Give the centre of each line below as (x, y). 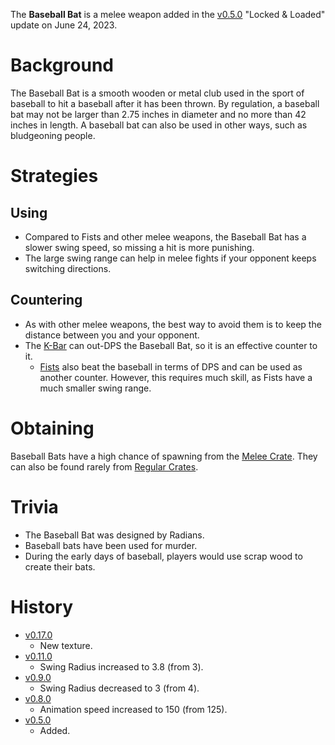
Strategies (54, 176)
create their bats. (60, 566)
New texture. (66, 645)
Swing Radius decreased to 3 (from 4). (119, 688)
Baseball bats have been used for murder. (111, 545)
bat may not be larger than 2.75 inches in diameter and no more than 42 (158, 114)
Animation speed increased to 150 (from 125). (133, 709)
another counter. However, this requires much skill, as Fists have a (176, 377)
